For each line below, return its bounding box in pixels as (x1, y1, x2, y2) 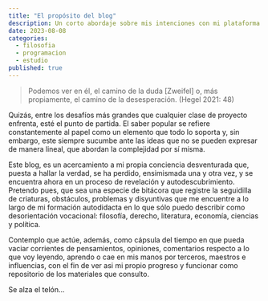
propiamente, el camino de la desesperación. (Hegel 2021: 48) (27, 94, 235, 104)
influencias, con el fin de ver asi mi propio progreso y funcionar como (8, 260, 238, 270)
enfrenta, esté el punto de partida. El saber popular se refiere (8, 118, 210, 128)
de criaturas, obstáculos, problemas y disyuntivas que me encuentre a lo (8, 193, 249, 203)
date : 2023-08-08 (8, 26, 67, 35)
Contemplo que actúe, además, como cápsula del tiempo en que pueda (8, 234, 245, 245)
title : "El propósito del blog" (8, 11, 116, 20)
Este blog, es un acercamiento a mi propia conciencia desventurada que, (8, 160, 250, 169)
